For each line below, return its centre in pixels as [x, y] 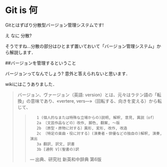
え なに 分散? [19, 35]
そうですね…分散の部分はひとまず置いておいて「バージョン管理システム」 [81, 46]
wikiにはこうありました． [31, 84]
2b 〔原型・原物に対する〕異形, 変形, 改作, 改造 [82, 128]
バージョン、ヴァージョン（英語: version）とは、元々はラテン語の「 [87, 95]
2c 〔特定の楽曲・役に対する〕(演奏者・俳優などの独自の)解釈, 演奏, [99, 133]
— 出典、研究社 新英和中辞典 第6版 [66, 159]
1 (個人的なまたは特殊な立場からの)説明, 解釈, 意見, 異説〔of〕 [96, 118]
